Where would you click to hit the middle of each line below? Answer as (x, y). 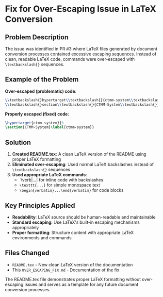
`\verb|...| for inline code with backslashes (61, 180)
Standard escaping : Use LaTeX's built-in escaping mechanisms (76, 222)
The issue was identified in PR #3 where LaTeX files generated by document (81, 49)
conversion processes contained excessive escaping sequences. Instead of (81, 54)
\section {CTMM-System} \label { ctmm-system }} (50, 127)
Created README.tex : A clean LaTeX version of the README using (79, 154)
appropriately (25, 227)
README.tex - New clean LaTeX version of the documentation (73, 264)
